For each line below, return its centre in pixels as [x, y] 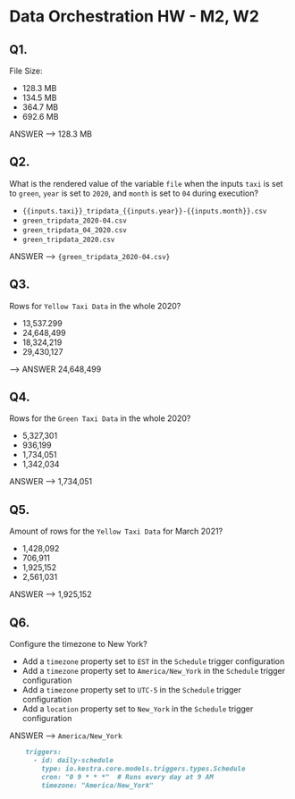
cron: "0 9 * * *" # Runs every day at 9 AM [128, 777]
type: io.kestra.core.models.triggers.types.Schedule [143, 769]
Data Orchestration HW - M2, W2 [134, 17]
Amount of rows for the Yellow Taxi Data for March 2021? [116, 531]
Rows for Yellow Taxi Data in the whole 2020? [95, 306]
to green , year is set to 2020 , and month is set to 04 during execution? [134, 193]
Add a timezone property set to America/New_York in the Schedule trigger [154, 671]
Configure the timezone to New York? [78, 644]
